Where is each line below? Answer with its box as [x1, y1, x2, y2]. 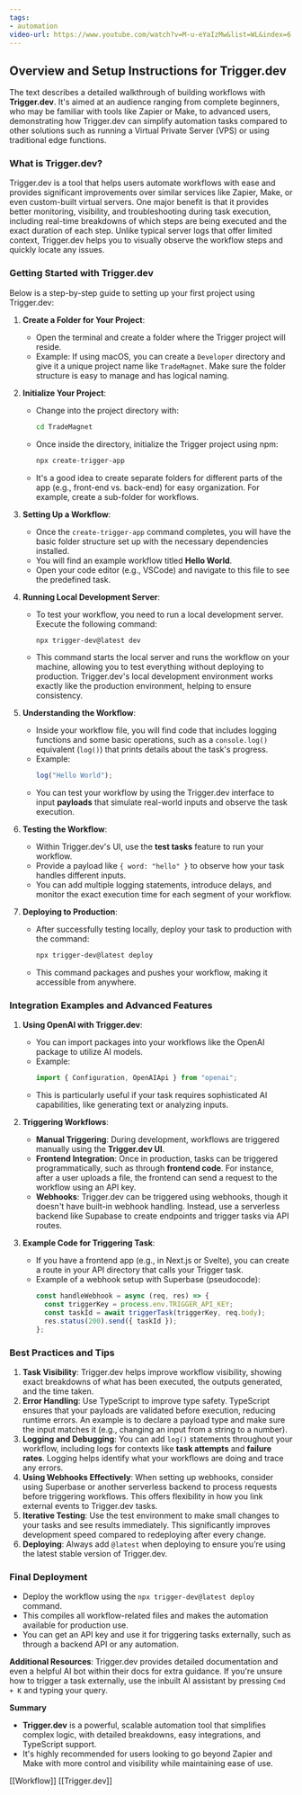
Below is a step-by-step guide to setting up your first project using [9, 287, 255, 298]
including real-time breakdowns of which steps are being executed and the [9, 216, 288, 227]
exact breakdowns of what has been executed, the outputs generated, [22, 1377, 283, 1387]
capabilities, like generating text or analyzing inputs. [35, 1099, 229, 1111]
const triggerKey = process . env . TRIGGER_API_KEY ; [43, 1300, 234, 1309]
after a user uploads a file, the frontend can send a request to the [35, 1173, 278, 1183]
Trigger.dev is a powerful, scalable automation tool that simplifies [22, 1719, 267, 1731]
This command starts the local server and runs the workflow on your [35, 652, 290, 663]
